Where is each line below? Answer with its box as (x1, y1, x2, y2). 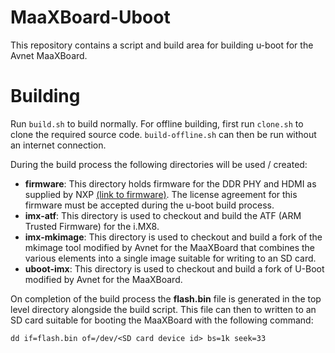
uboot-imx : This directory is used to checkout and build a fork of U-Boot (24, 262, 325, 275)
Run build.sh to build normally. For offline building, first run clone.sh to (10, 117, 304, 130)
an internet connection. (10, 139, 107, 151)
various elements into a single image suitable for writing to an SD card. (24, 252, 317, 264)
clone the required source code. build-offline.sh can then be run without (10, 128, 317, 140)
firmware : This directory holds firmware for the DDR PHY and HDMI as (24, 177, 317, 190)
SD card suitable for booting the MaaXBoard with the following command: (10, 314, 314, 326)
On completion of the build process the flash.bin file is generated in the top (10, 292, 322, 305)
